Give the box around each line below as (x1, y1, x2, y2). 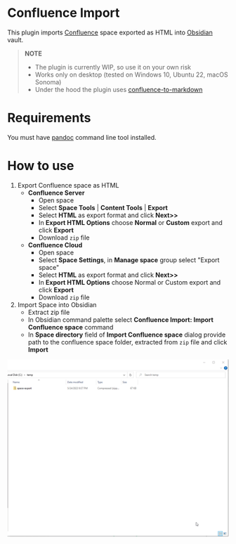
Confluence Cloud (27, 240, 83, 249)
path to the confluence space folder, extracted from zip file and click (27, 337, 228, 346)
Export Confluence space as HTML (17, 181, 119, 189)
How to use (7, 158, 74, 174)
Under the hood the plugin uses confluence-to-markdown (34, 85, 203, 93)
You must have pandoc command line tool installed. (7, 133, 157, 141)
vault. (7, 35, 24, 44)
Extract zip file (27, 308, 70, 316)
